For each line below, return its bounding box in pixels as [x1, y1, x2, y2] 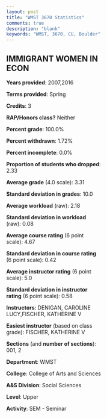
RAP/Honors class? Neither [6, 114, 76, 121]
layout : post [6, 8, 39, 15]
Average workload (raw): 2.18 [6, 202, 81, 209]
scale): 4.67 [6, 238, 35, 245]
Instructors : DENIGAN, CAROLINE [6, 304, 91, 311]
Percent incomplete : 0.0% [6, 149, 73, 156]
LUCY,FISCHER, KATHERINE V [6, 310, 82, 317]
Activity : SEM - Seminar [6, 405, 67, 412]
